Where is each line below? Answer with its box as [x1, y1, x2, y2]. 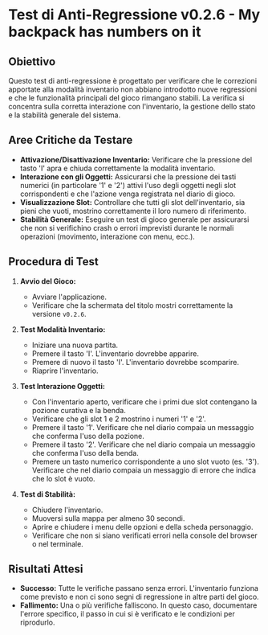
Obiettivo [8, 55, 56, 68]
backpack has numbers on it [8, 23, 201, 41]
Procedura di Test [8, 255, 99, 268]
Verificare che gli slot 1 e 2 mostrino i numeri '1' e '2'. [31, 414, 206, 424]
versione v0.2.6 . [31, 309, 87, 318]
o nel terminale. [31, 539, 84, 548]
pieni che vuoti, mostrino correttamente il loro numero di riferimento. [19, 206, 247, 215]
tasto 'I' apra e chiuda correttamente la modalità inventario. [19, 163, 216, 173]
